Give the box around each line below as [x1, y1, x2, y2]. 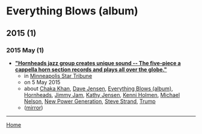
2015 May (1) [6, 46, 44, 54]
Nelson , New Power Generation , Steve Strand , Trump [23, 98, 156, 105]
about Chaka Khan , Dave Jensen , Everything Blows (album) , [23, 85, 173, 92]
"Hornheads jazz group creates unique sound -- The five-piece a [14, 59, 182, 66]
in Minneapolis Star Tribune [23, 72, 93, 79]
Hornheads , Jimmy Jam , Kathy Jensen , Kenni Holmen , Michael [23, 91, 180, 98]
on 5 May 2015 [23, 78, 61, 86]
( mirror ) [23, 103, 43, 111]
